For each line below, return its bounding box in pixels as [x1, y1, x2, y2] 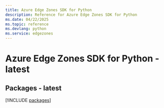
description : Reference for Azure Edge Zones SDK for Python [5, 12, 138, 17]
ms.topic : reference [5, 21, 49, 27]
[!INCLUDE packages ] [5, 97, 51, 103]
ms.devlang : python [5, 26, 47, 31]
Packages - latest [5, 84, 62, 92]
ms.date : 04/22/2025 [5, 17, 49, 22]
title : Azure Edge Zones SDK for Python [5, 7, 92, 13]
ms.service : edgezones [5, 31, 53, 36]
